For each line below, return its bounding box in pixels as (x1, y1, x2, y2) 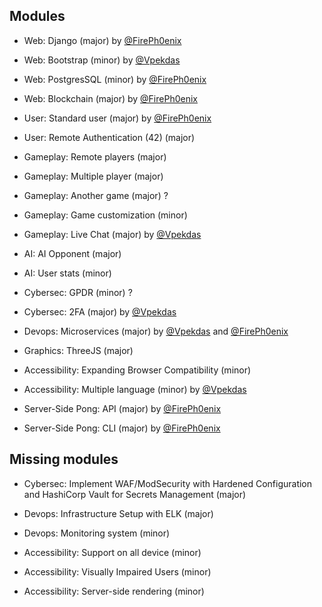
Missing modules (9, 451, 119, 468)
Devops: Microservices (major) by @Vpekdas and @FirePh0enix (23, 325, 289, 337)
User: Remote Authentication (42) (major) (23, 131, 196, 143)
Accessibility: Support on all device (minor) (23, 546, 202, 558)
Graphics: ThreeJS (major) (23, 344, 134, 356)
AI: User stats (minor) (23, 267, 112, 279)
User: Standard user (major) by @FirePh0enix (23, 112, 212, 124)
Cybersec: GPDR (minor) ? (23, 286, 133, 298)
